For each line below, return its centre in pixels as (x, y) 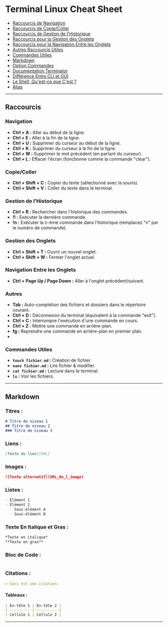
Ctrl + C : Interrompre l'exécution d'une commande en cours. (75, 320)
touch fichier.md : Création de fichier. (52, 360)
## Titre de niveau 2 (28, 426)
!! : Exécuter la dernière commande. (49, 217)
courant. (21, 310)
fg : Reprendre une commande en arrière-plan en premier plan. (77, 331)
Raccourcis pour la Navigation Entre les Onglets (61, 44)
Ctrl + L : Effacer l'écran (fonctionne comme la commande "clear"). (81, 159)
